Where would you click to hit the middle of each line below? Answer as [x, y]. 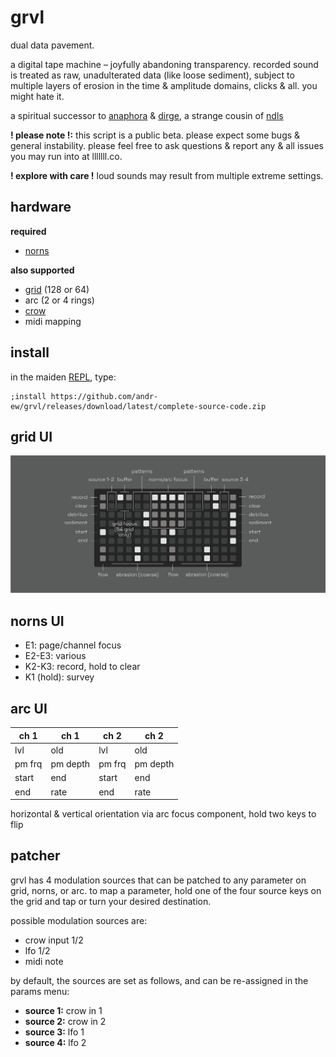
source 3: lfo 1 [54, 1032]
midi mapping [53, 321]
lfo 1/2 [37, 950]
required [28, 231]
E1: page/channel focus [73, 645]
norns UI [37, 621]
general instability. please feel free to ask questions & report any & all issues [167, 145]
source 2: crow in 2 [65, 1021]
